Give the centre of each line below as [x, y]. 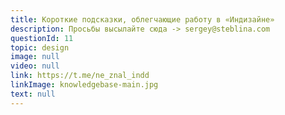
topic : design [40, 47]
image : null [35, 57]
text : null [33, 94]
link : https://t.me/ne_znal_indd [80, 76]
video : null [35, 66]
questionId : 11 [42, 38]
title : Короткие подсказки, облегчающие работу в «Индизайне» [142, 19]
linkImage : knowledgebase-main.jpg [84, 85]
